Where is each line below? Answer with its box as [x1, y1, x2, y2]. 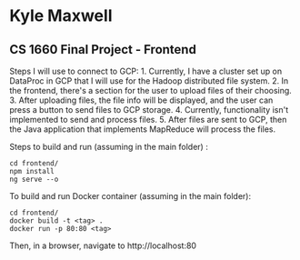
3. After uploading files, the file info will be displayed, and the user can [9, 95, 274, 105]
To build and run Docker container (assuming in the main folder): [9, 191, 252, 201]
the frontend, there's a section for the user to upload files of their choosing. [9, 85, 293, 95]
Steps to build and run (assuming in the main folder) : [9, 142, 209, 152]
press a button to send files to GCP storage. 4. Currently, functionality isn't [9, 105, 289, 115]
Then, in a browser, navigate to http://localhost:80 [9, 240, 197, 251]
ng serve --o [9, 175, 59, 184]
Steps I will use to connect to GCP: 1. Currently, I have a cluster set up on [9, 65, 283, 76]
